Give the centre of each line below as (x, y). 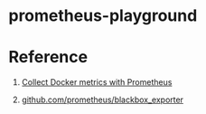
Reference (48, 57)
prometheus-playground (103, 16)
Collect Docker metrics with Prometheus (97, 82)
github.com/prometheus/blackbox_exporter (103, 100)
